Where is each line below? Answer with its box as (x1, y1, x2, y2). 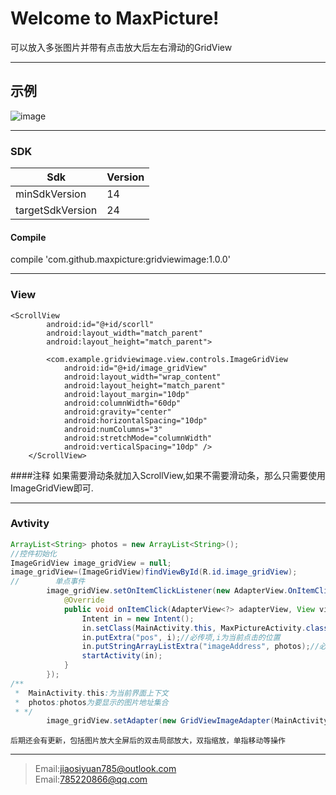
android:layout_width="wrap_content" (63, 372, 222, 382)
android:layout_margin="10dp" (63, 389, 190, 399)
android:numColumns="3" (63, 424, 163, 434)
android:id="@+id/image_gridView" (63, 363, 208, 373)
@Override (63, 595, 105, 606)
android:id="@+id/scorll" (46, 319, 155, 329)
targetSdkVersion (15, 203, 98, 217)
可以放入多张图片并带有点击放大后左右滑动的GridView (10, 41, 233, 53)
